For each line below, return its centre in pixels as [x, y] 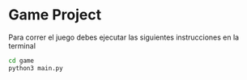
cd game [21, 61]
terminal [22, 45]
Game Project [55, 15]
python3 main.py [36, 68]
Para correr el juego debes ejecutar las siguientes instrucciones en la [124, 37]
